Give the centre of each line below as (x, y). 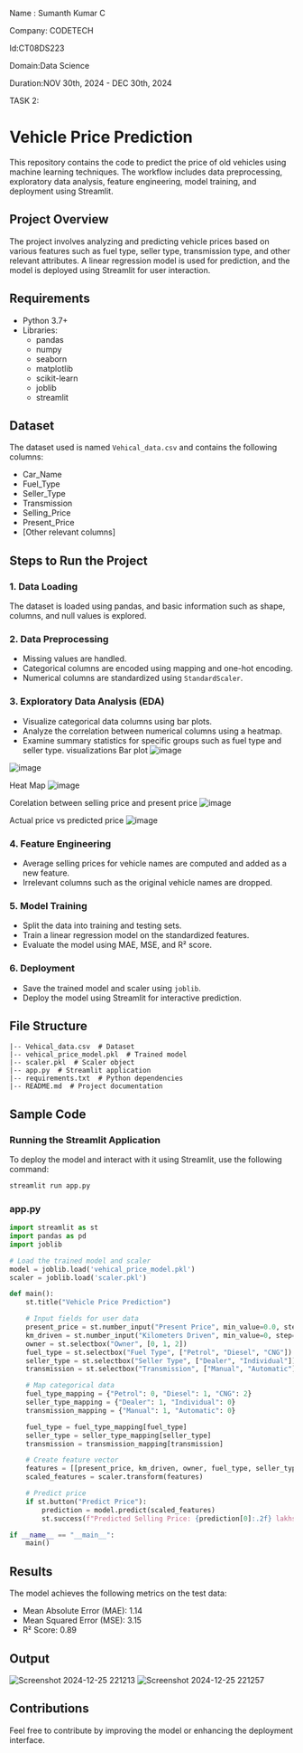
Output (29, 1658)
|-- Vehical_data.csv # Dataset (72, 1047)
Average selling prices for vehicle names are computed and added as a (154, 863)
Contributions (49, 1709)
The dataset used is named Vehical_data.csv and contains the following (143, 448)
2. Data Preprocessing (59, 639)
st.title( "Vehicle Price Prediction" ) (98, 1303)
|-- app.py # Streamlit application (80, 1071)
